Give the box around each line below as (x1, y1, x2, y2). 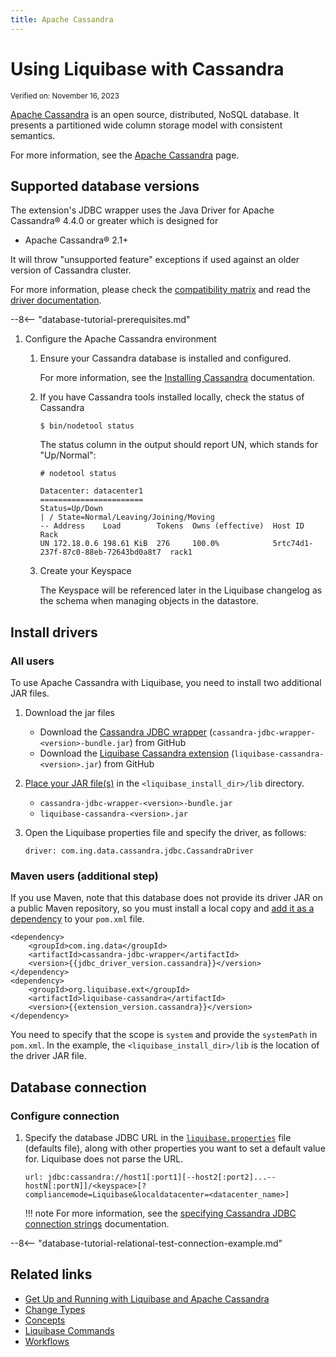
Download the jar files (24, 707, 115, 719)
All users (10, 654, 55, 668)
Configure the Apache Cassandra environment (24, 333, 217, 345)
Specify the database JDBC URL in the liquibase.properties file (24, 1132, 292, 1144)
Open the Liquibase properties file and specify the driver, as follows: (24, 827, 307, 839)
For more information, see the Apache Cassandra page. (10, 149, 240, 161)
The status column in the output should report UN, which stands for (39, 439, 319, 451)
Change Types (24, 1303, 86, 1315)
